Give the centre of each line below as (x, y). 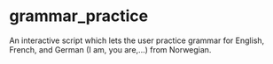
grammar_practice (79, 16)
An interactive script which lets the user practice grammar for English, (137, 40)
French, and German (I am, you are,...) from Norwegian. (110, 49)
